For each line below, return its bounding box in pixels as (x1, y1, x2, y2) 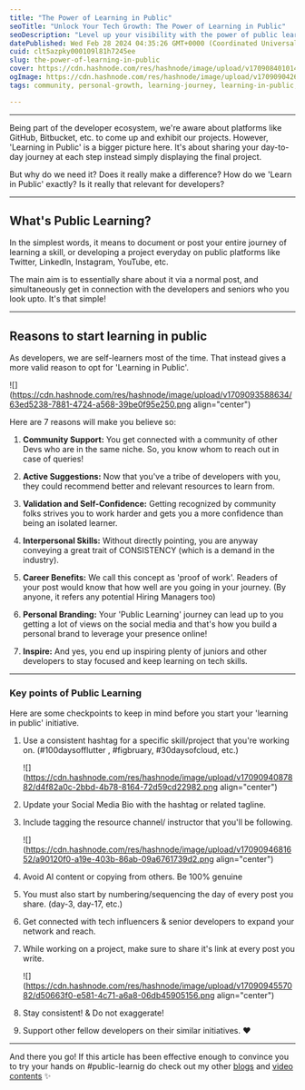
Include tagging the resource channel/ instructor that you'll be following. (22, 817, 293, 827)
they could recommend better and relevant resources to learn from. (22, 481, 275, 491)
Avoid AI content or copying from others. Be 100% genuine (22, 871, 243, 882)
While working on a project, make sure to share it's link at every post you (22, 943, 295, 954)
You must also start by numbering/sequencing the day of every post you (22, 888, 294, 899)
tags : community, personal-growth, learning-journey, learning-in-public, (9, 81, 299, 90)
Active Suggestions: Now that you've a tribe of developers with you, (22, 471, 281, 482)
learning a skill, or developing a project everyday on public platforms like (9, 247, 280, 258)
